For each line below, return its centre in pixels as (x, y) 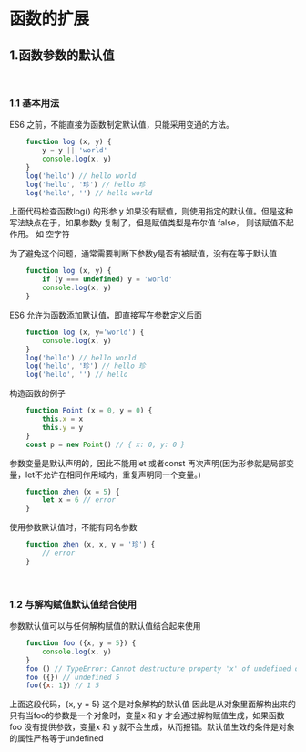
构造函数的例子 (37, 393)
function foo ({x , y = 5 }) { (81, 643)
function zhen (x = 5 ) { (73, 492)
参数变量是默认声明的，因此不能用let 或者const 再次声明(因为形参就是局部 (148, 463)
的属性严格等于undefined (56, 738)
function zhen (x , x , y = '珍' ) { (91, 545)
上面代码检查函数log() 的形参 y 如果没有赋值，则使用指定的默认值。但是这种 (152, 212)
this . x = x (63, 419)
